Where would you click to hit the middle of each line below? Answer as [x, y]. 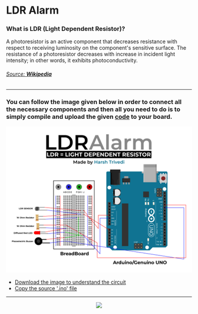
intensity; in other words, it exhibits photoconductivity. [72, 60]
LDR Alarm [32, 10]
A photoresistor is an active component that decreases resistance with [92, 41]
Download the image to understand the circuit [70, 282]
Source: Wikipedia [29, 74]
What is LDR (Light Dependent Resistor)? [66, 29]
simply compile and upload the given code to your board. [89, 116]
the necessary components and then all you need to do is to [93, 109]
